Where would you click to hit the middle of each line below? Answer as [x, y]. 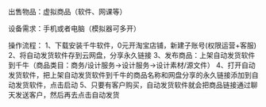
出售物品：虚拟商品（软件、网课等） [67, 11]
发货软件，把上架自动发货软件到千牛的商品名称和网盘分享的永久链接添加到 [130, 75]
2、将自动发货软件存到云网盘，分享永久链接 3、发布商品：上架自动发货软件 [132, 55]
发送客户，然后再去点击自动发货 [67, 95]
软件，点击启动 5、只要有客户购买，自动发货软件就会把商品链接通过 [140, 85]
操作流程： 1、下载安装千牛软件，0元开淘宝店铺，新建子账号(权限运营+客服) [132, 45]
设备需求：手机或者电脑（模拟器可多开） [74, 29]
